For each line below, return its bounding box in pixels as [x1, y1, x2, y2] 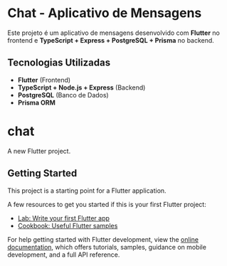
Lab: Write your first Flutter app [17, 213, 110, 222]
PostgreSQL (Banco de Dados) [17, 90, 109, 99]
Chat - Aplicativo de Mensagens [7, 5, 202, 21]
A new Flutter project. [7, 147, 71, 155]
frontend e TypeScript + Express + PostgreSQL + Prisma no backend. [7, 36, 215, 44]
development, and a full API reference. [7, 250, 120, 259]
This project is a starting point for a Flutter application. [7, 186, 167, 195]
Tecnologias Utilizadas [7, 57, 111, 69]
